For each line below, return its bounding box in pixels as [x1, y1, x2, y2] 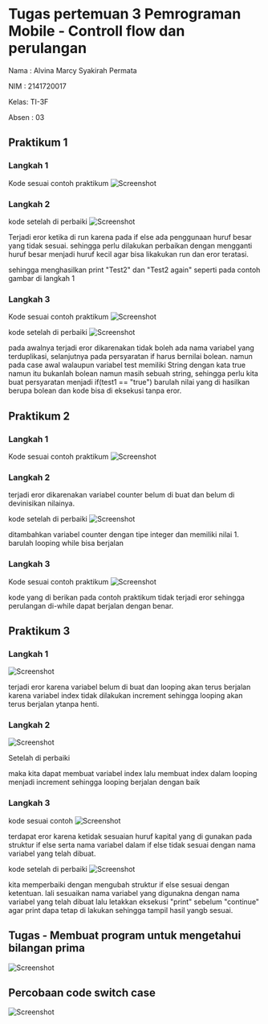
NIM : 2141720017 [8, 81, 67, 91]
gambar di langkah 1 [8, 273, 75, 283]
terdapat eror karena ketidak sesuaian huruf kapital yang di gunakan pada [8, 831, 253, 841]
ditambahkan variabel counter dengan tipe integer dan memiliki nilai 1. [8, 530, 239, 539]
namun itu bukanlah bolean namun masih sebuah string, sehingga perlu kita [8, 369, 258, 378]
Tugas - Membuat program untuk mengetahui [8, 929, 242, 943]
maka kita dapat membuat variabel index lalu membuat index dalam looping [8, 769, 258, 778]
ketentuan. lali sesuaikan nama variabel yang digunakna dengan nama [8, 888, 241, 898]
